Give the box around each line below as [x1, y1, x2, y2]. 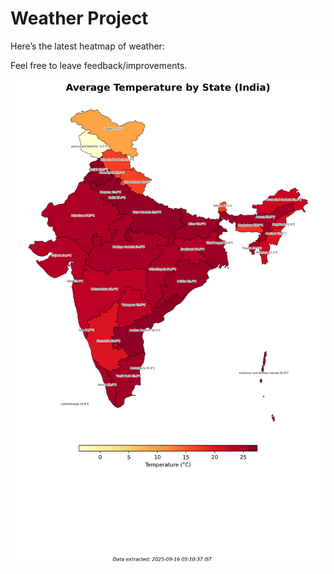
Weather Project [10, 7, 149, 30]
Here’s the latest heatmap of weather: [10, 40, 165, 52]
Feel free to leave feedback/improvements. [10, 59, 188, 71]
